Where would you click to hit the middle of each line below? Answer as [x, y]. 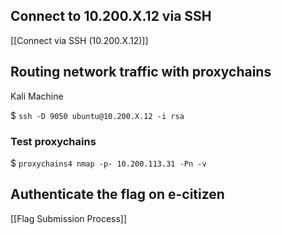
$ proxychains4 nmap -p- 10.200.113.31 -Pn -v [108, 163]
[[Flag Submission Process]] [69, 218]
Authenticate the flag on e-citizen [117, 194]
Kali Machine [37, 96]
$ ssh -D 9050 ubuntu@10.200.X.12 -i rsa [97, 115]
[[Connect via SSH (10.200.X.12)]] [79, 40]
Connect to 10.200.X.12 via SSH [111, 16]
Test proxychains [53, 141]
